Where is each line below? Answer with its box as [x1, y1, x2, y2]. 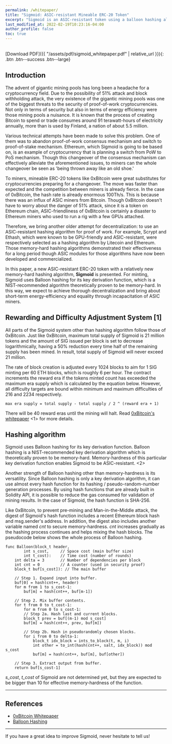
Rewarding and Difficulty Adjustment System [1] [5, 313, 162, 322]
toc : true [5, 31, 27, 36]
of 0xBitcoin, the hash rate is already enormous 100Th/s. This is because [5, 192, 159, 198]
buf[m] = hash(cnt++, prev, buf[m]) [24, 621, 102, 626]
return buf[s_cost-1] [14, 665, 60, 671]
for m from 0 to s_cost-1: [24, 607, 81, 612]
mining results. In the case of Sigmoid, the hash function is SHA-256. [5, 497, 151, 503]
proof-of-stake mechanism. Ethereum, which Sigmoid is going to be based [5, 143, 163, 150]
